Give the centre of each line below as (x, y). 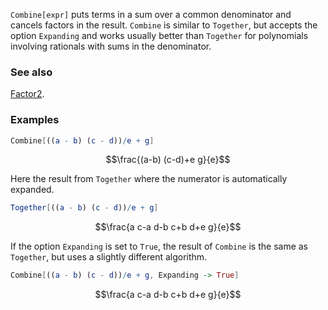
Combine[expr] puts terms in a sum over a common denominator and (151, 14)
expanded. (32, 190)
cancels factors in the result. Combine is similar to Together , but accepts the (164, 25)
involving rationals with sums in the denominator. (111, 46)
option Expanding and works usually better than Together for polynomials (159, 35)
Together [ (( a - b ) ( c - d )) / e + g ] (84, 208)
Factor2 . (27, 94)
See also (31, 72)
